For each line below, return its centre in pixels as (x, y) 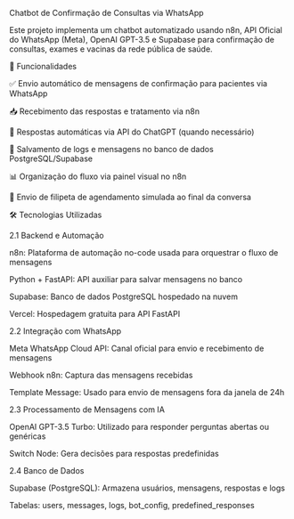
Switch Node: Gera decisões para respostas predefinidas (114, 454)
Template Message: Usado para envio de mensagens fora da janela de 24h (147, 392)
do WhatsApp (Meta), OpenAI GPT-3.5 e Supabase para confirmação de (142, 40)
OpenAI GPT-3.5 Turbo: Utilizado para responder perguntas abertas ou (139, 427)
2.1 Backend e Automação (57, 235)
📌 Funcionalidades (43, 66)
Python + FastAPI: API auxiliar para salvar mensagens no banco (126, 279)
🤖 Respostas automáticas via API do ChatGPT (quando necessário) (132, 132)
